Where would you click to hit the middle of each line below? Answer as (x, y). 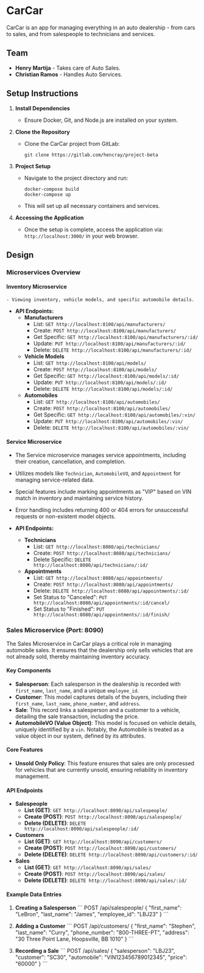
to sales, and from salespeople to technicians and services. (81, 34)
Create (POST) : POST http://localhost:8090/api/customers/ (100, 848)
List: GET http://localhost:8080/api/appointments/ (98, 578)
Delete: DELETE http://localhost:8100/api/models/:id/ (103, 389)
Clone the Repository (42, 132)
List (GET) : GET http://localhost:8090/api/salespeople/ (96, 810)
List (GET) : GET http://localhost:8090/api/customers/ (93, 841)
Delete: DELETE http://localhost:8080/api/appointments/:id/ (111, 591)
